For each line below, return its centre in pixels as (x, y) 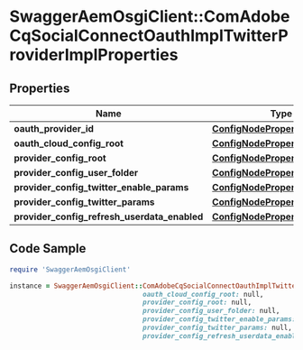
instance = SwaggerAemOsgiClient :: (76, 286)
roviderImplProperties (94, 55)
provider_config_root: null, (197, 303)
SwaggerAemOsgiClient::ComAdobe (150, 17)
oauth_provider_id (54, 129)
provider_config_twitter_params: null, (218, 328)
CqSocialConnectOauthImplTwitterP (149, 36)
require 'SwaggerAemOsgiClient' (70, 269)
